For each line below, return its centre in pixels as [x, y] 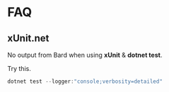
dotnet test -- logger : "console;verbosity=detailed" [85, 81]
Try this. [19, 68]
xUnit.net [28, 38]
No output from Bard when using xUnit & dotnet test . [85, 55]
